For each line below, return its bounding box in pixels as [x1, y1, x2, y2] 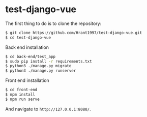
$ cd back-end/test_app [5, 54, 56, 59]
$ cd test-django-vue [5, 35, 51, 40]
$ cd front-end [5, 87, 38, 93]
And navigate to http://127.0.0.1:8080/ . [5, 106, 91, 112]
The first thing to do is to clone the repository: [5, 20, 102, 26]
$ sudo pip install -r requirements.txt [5, 58, 93, 64]
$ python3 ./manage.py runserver [5, 68, 76, 73]
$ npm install [5, 92, 36, 97]
